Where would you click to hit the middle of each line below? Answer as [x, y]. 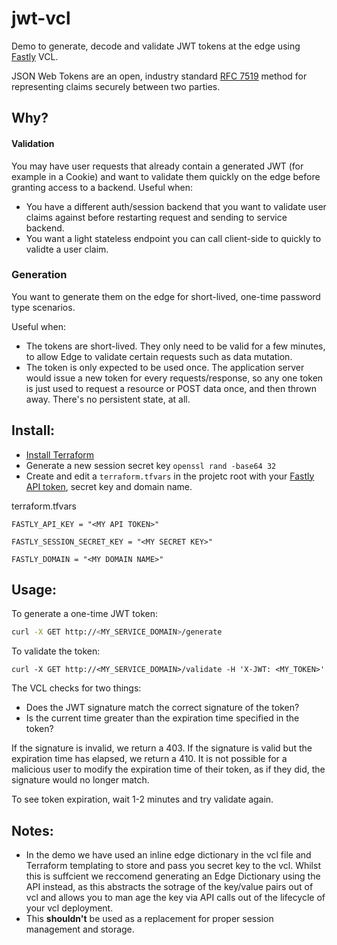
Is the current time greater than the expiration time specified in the [162, 718]
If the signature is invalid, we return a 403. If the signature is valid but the [162, 748]
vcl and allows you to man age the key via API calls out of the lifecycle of [175, 898]
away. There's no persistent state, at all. [108, 399]
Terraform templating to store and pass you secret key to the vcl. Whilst [173, 866]
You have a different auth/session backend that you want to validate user [176, 206]
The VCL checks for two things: [76, 688]
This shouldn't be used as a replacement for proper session [149, 919]
